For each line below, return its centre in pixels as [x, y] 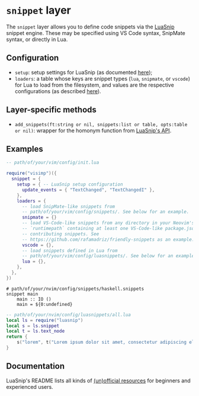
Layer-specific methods [51, 110]
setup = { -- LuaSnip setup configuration [70, 184]
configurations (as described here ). [58, 91]
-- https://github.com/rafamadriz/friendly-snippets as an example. [108, 239]
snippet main [22, 294]
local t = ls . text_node [36, 331]
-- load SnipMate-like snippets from [68, 206]
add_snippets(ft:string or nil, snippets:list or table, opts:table [101, 124]
